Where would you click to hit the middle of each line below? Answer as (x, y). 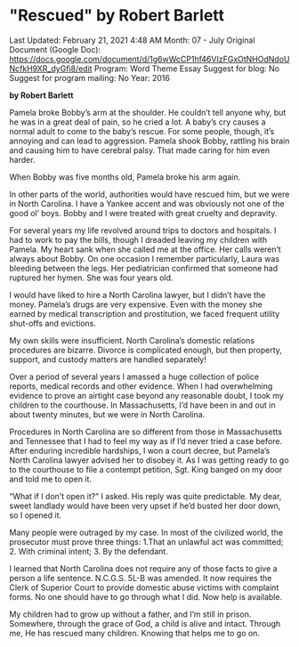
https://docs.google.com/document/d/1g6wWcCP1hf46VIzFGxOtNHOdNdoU (149, 59)
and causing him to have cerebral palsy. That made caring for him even (139, 150)
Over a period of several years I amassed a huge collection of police (134, 376)
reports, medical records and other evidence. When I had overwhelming (141, 386)
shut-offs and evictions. (53, 323)
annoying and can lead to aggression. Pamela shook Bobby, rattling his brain (149, 141)
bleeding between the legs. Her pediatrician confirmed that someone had (144, 268)
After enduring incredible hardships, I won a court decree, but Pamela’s (140, 450)
